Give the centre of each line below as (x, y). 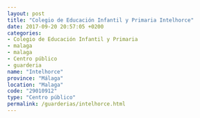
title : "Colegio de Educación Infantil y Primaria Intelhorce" (101, 20)
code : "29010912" (32, 91)
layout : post (26, 14)
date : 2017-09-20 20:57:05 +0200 (56, 26)
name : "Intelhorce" (35, 71)
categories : (24, 33)
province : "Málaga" (35, 78)
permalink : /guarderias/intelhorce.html (67, 104)
